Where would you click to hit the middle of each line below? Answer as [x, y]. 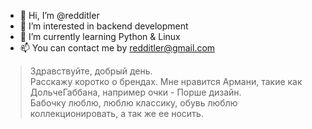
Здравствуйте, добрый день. [91, 71]
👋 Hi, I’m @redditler [59, 15]
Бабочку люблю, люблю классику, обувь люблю [133, 103]
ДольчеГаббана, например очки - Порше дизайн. [135, 92]
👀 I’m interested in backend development [104, 26]
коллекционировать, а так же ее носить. [116, 113]
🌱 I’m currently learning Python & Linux [100, 36]
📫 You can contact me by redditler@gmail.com [117, 48]
